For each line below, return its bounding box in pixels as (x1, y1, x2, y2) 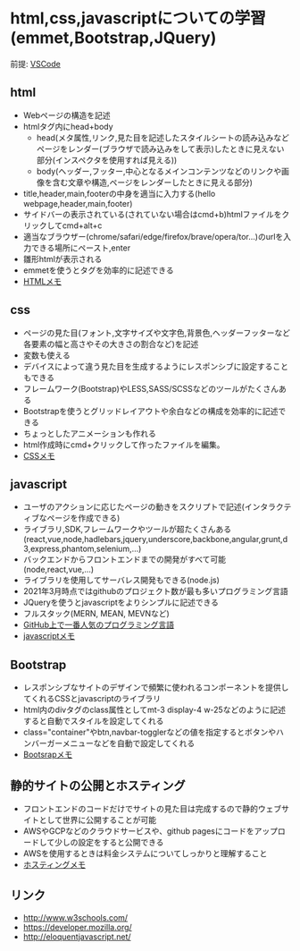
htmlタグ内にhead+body (22, 121, 114, 132)
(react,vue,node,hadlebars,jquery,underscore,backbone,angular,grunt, (22, 534, 284, 545)
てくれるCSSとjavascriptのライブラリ (22, 693, 162, 704)
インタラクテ (244, 502, 292, 513)
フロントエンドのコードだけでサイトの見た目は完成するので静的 (22, 803, 258, 814)
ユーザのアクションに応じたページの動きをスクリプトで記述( (22, 502, 245, 513)
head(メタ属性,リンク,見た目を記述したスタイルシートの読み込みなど (36, 132, 289, 143)
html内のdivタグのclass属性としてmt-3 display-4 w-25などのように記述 (22, 704, 287, 716)
